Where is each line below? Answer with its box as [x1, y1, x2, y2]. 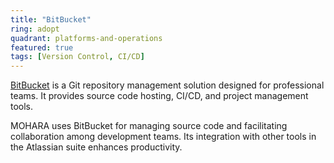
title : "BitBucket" [10, 14, 92, 25]
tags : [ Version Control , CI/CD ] [10, 52, 145, 62]
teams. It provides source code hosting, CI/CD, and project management [10, 90, 309, 102]
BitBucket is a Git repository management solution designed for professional [10, 79, 325, 91]
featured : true [10, 42, 74, 53]
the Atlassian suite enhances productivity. [10, 141, 183, 153]
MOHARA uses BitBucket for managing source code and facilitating [10, 120, 288, 132]
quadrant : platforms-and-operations [10, 33, 163, 43]
